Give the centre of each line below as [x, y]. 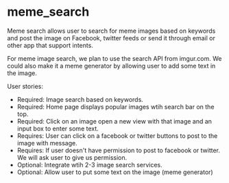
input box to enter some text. [58, 128]
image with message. [47, 143]
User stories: [25, 86]
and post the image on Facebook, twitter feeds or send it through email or [111, 38]
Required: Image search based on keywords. [80, 99]
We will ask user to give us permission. [72, 157]
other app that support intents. [50, 45]
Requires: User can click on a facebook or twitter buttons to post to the [117, 136]
